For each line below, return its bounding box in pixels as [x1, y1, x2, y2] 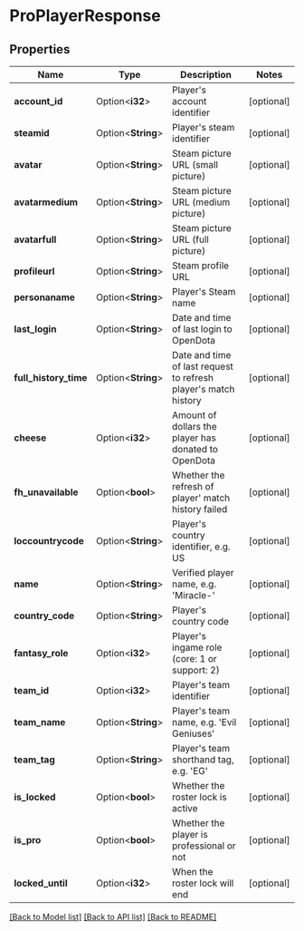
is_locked [14, 790, 56, 803]
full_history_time [14, 372, 88, 383]
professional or [171, 839, 237, 852]
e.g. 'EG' [171, 765, 208, 777]
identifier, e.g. [171, 540, 231, 553]
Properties [9, 42, 71, 57]
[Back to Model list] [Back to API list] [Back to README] [9, 912, 217, 922]
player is [171, 829, 208, 840]
